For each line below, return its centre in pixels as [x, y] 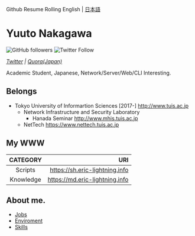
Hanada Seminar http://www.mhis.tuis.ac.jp [85, 118]
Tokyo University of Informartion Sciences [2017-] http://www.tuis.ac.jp [102, 105]
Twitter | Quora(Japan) [34, 61]
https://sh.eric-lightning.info [89, 170]
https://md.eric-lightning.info [88, 179]
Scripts [25, 170]
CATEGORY [26, 160]
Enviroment [29, 221]
